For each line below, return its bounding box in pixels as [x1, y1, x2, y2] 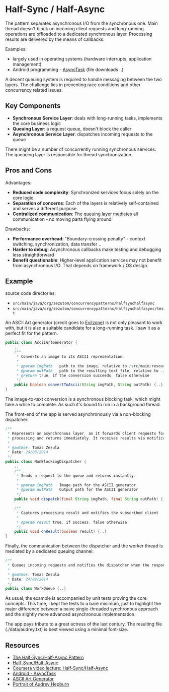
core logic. [12, 195, 35, 201]
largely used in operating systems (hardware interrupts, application [12, 55, 152, 61]
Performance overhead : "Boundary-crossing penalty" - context [12, 235, 146, 241]
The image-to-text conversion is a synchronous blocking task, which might [5, 396, 161, 402]
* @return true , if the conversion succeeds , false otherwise [16, 373, 150, 378]
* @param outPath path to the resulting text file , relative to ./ [16, 368, 165, 373]
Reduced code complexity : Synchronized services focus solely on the [12, 189, 159, 195]
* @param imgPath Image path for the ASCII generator [16, 482, 136, 487]
